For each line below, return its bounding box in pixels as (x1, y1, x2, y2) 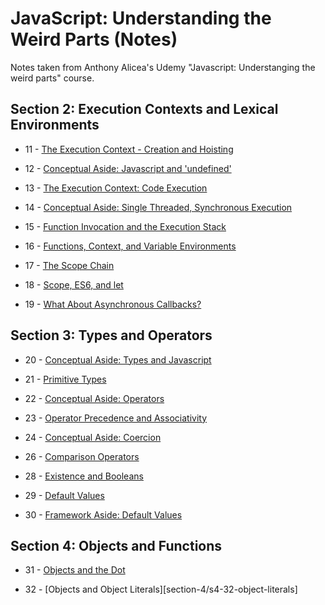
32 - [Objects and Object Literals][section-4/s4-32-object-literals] (24, 583, 298, 596)
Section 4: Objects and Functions (10, 537, 223, 554)
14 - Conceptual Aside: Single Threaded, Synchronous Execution (24, 201, 293, 213)
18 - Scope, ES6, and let (24, 278, 124, 291)
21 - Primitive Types (24, 373, 107, 385)
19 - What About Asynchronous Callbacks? (24, 298, 202, 310)
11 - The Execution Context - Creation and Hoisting (24, 143, 234, 155)
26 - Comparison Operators (24, 450, 140, 462)
